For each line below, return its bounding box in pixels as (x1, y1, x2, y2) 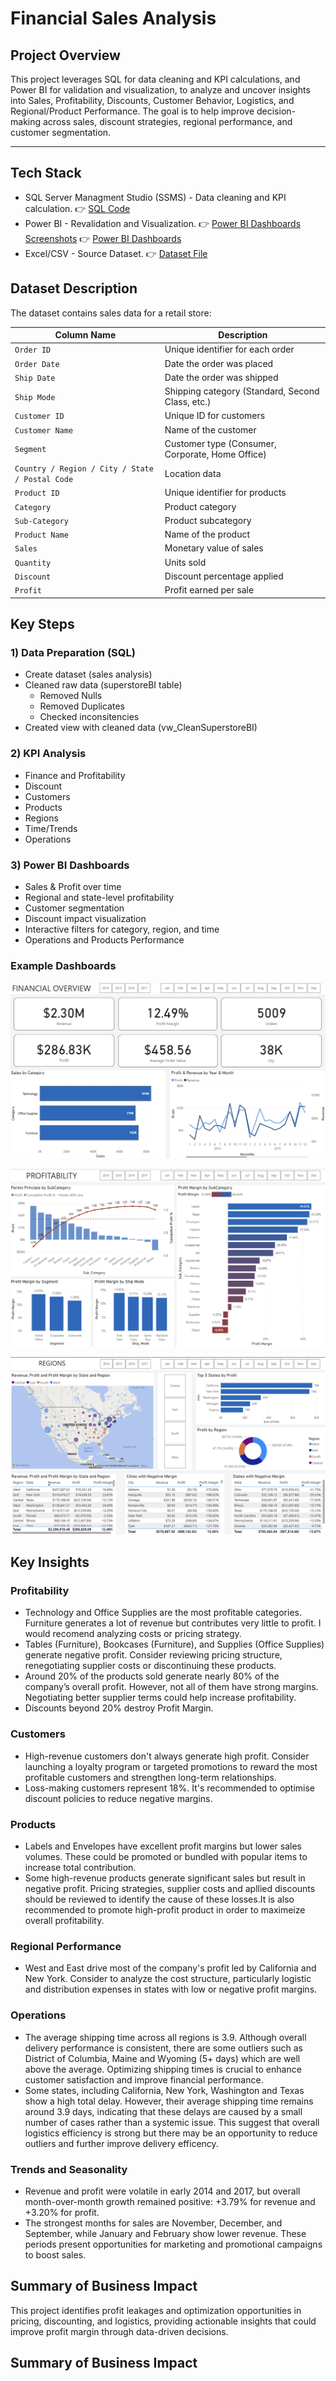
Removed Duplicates (39, 700, 125, 712)
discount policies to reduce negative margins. (24, 1792, 213, 1804)
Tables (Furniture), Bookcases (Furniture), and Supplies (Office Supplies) (24, 1638, 325, 1651)
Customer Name (14, 425, 74, 436)
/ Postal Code (14, 475, 74, 485)
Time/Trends (24, 822, 78, 834)
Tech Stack (10, 165, 82, 182)
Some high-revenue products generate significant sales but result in (24, 1872, 306, 1884)
